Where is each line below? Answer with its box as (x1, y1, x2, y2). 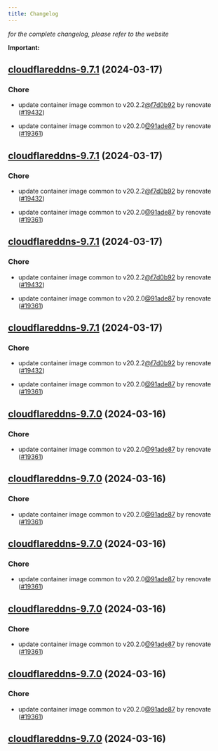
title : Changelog (8, 10, 59, 18)
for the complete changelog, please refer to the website (8, 30, 169, 38)
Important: (8, 43, 40, 51)
